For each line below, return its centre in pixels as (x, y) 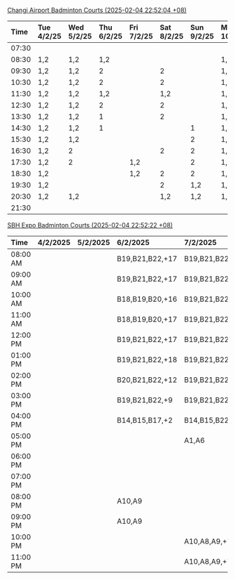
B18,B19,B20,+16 (147, 299)
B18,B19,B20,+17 (147, 319)
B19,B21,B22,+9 (145, 400)
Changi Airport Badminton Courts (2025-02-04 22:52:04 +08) (97, 10)
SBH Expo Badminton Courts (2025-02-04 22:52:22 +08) (90, 225)
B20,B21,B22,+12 (147, 380)
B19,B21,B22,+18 (147, 360)
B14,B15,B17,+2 (145, 420)
